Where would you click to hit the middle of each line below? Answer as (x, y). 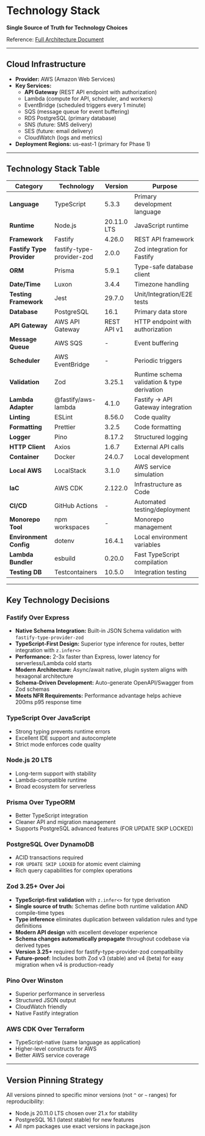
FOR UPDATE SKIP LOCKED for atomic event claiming (78, 864)
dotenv (65, 541)
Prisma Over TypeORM (41, 802)
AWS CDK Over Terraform (45, 1029)
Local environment (161, 537)
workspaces (72, 527)
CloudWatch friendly (41, 1007)
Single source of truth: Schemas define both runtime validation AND (101, 906)
